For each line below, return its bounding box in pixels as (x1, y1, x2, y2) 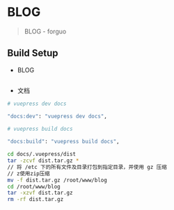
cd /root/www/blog (7, 183, 61, 190)
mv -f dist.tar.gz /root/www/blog (7, 177, 108, 184)
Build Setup (7, 47, 58, 59)
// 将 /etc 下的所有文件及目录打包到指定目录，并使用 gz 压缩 (7, 163, 167, 170)
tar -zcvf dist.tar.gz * (7, 157, 79, 164)
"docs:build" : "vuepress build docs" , (7, 138, 120, 145)
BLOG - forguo (24, 27, 67, 35)
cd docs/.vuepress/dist (7, 151, 77, 158)
